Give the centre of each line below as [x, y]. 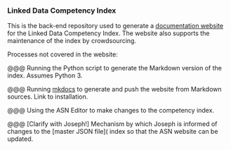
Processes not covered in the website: [62, 54]
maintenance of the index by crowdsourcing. [72, 41]
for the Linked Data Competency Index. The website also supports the [108, 33]
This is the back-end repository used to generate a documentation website [115, 26]
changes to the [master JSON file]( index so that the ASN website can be [113, 132]
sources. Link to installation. [48, 96]
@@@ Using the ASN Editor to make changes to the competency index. [111, 111]
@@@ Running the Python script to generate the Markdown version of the [115, 68]
